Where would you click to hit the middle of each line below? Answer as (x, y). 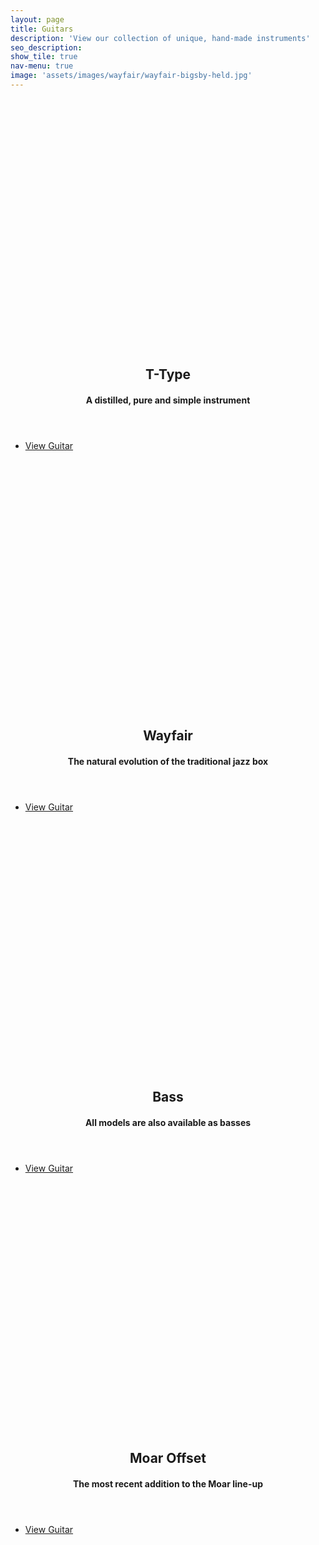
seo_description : (46, 47)
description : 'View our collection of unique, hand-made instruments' (160, 38)
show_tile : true (44, 57)
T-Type (168, 374)
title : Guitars (42, 29)
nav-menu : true (42, 66)
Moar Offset (168, 1458)
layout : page (37, 19)
